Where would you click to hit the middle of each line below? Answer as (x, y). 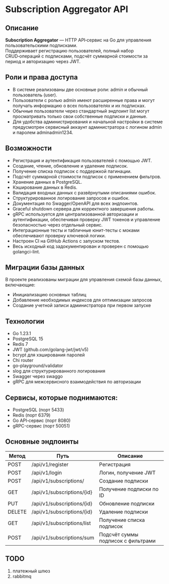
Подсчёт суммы (119, 535)
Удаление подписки (123, 512)
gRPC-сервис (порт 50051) (41, 426)
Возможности (28, 148)
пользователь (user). (35, 95)
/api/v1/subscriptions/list (61, 523)
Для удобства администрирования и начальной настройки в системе (88, 122)
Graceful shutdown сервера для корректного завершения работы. (83, 208)
